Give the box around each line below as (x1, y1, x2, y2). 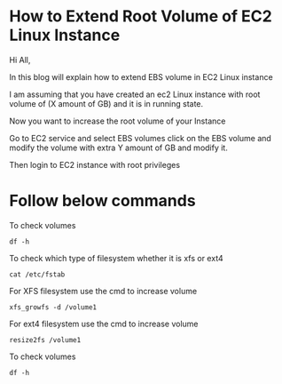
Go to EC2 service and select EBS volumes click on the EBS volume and (9, 132, 272, 143)
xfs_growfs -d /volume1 (9, 302, 98, 312)
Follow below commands (9, 191, 197, 211)
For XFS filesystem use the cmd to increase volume (9, 285, 198, 296)
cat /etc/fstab (9, 269, 66, 279)
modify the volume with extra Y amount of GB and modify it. (9, 142, 228, 153)
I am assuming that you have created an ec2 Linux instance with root (9, 89, 261, 100)
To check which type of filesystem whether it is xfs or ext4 (9, 252, 223, 263)
